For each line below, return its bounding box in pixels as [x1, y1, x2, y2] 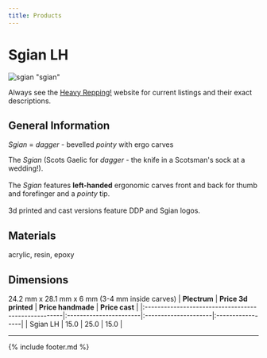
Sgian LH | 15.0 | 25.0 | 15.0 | [29, 319, 123, 329]
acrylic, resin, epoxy [8, 250, 75, 260]
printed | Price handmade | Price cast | [8, 302, 139, 312]
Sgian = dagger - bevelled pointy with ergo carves [8, 140, 174, 149]
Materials [8, 229, 56, 242]
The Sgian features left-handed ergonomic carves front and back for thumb [8, 180, 258, 191]
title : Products [8, 11, 62, 20]
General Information [8, 118, 110, 132]
